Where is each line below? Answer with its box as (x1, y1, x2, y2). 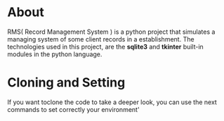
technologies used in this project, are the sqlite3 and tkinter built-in (7, 42, 204, 51)
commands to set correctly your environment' (7, 105, 140, 113)
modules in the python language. (7, 50, 103, 58)
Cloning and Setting (7, 75, 126, 91)
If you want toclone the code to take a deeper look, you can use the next (7, 98, 218, 106)
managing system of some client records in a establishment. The (7, 34, 195, 43)
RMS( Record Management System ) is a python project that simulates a (7, 27, 216, 36)
